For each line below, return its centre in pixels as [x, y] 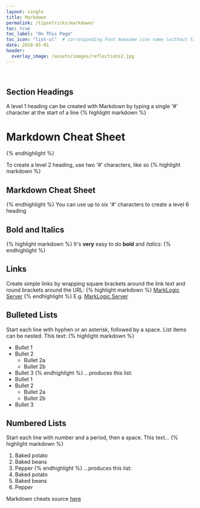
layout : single [25, 12]
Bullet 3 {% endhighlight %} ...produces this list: [74, 373]
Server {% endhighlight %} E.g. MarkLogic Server [67, 296]
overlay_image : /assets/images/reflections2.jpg [73, 56]
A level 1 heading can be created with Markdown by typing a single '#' [92, 106]
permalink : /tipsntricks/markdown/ [50, 23]
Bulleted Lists [32, 315]
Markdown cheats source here [44, 499]
